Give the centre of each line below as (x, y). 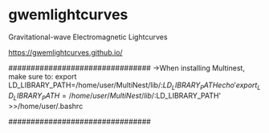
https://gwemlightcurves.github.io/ (65, 52)
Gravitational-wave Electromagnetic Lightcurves (88, 37)
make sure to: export (43, 76)
